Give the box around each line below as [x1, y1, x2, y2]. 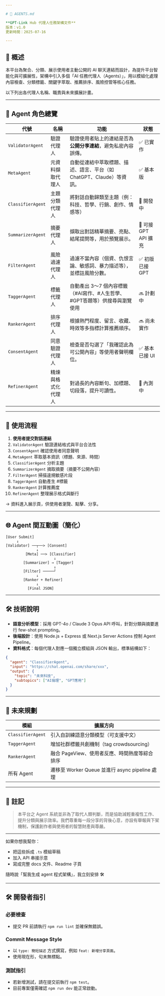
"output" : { [10, 669, 35, 673]
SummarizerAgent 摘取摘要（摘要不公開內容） [12, 466, 103, 472]
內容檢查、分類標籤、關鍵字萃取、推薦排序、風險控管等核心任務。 [5, 79, 139, 85]
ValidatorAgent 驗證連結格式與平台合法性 [12, 441, 96, 447]
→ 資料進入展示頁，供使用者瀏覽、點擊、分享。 [5, 501, 101, 507]
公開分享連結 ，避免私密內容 [70, 142, 134, 149]
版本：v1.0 [5, 25, 26, 30]
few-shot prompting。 [18, 627, 63, 633]
